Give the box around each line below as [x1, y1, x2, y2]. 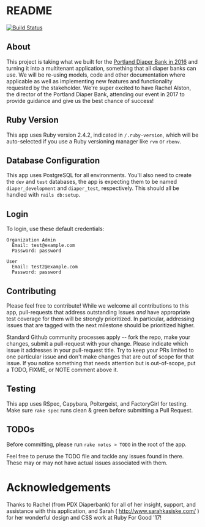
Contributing [6, 286, 56, 296]
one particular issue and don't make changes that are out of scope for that [6, 353, 194, 360]
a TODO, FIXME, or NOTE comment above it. [6, 366, 118, 373]
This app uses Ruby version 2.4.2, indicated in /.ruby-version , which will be [6, 131, 199, 138]
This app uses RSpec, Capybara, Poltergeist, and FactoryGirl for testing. [6, 400, 188, 408]
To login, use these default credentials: [6, 225, 105, 233]
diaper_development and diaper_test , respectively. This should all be [6, 184, 179, 192]
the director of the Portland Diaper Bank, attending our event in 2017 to [6, 90, 185, 98]
